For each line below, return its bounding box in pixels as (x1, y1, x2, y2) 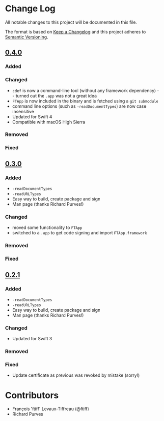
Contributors (5, 389, 59, 401)
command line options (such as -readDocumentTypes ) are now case (12, 103, 146, 109)
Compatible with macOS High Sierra (12, 119, 85, 125)
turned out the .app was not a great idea (15, 93, 97, 98)
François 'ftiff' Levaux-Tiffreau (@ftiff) (12, 406, 89, 412)
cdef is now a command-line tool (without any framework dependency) (12, 87, 156, 94)
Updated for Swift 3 (12, 336, 53, 342)
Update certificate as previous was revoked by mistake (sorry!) (12, 372, 140, 378)
